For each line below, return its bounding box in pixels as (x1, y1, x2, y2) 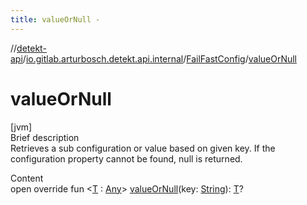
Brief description (10, 131, 80, 143)
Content (10, 172, 44, 184)
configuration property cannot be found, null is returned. (10, 152, 243, 165)
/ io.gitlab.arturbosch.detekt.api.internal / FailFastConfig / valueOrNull (22, 52, 298, 65)
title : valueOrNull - (10, 14, 101, 25)
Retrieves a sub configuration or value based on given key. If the (10, 142, 276, 154)
